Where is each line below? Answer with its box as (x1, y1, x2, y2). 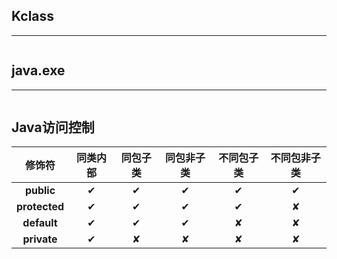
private (22, 232, 58, 246)
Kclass (11, 8, 55, 25)
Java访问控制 (11, 119, 95, 136)
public (24, 184, 56, 198)
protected (16, 200, 64, 214)
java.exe (11, 62, 66, 79)
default (22, 216, 58, 230)
